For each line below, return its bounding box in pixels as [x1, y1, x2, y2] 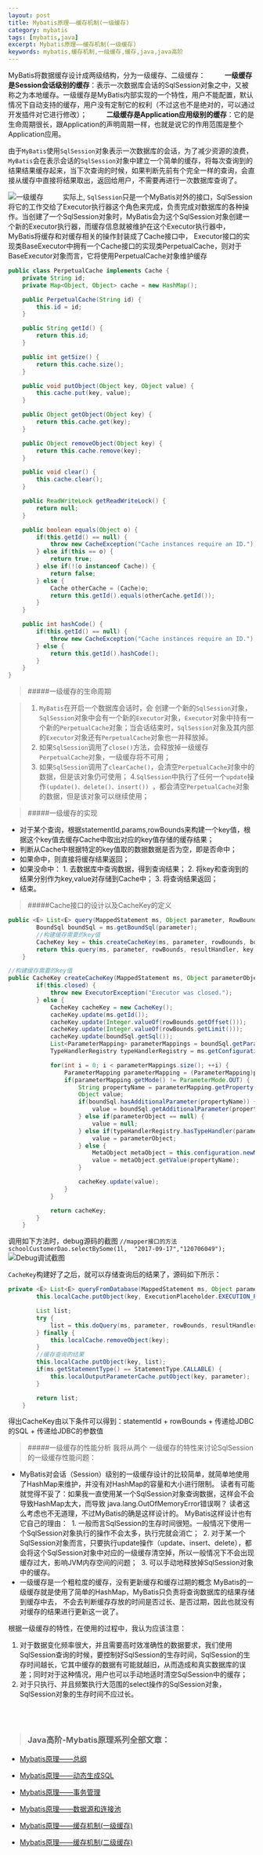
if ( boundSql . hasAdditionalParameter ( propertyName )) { [77, 1098, 258, 1106]
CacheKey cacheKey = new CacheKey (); [49, 1003, 174, 1012]
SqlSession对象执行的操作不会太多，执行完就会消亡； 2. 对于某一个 [26, 1528, 247, 1538]
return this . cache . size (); [36, 360, 124, 368]
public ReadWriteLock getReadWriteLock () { [22, 497, 167, 505]
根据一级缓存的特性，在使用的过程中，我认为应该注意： [8, 1623, 186, 1634]
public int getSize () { [22, 353, 100, 361]
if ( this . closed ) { [36, 982, 96, 990]
